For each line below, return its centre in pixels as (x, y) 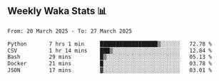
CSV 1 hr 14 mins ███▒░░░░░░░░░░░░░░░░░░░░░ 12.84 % (110, 50)
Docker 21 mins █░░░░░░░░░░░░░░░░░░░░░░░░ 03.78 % (110, 64)
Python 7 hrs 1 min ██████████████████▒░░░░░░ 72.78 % (110, 44)
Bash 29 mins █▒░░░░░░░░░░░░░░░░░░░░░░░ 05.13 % (110, 57)
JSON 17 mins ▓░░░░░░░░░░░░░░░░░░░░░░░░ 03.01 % (110, 70)
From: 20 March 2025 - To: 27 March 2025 (70, 31)
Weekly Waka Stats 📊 (57, 11)
